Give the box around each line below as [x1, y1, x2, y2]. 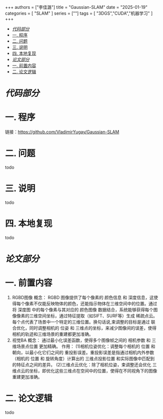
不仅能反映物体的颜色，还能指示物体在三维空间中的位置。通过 [33, 301, 157, 307]
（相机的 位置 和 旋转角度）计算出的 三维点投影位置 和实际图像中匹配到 [12, 356, 155, 362]
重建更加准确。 [12, 374, 42, 380]
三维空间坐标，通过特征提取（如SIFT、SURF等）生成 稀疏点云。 [29, 313, 158, 319]
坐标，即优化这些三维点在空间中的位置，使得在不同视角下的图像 [29, 368, 157, 374]
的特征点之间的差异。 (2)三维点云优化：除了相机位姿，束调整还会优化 [12, 362, 152, 368]
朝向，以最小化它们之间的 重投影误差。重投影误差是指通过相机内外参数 [12, 350, 154, 355]
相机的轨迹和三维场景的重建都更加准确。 [12, 331, 93, 337]
